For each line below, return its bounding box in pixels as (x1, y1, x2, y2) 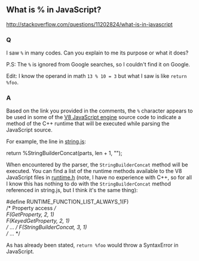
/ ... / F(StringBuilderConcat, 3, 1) (6, 224, 87, 231)
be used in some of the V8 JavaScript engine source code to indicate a (6, 114, 181, 121)
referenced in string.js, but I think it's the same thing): (6, 187, 138, 194)
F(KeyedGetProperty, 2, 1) (6, 217, 70, 224)
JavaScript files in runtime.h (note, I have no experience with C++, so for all (6, 174, 192, 181)
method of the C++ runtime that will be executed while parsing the (6, 120, 170, 128)
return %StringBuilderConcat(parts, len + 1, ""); (6, 150, 123, 157)
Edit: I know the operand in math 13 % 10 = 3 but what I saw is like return (6, 72, 187, 80)
